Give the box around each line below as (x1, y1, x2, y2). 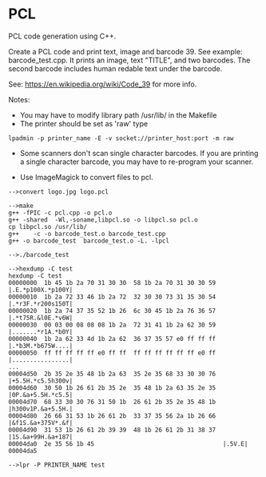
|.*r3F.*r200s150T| (8, 299, 73, 308)
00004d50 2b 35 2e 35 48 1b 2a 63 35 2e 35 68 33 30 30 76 (8, 370, 216, 378)
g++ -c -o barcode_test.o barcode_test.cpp (8, 230, 166, 238)
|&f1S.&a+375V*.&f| (8, 419, 73, 427)
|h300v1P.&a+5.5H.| (8, 405, 73, 413)
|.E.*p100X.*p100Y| (8, 286, 73, 294)
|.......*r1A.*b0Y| (8, 327, 73, 336)
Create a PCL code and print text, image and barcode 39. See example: (8, 46, 243, 56)
